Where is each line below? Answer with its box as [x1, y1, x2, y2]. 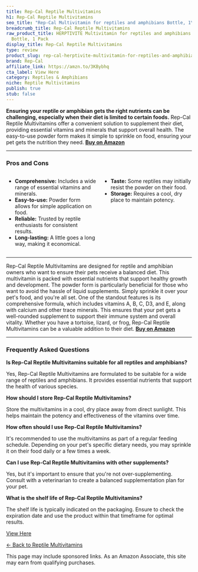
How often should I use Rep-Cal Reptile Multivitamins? [6, 424, 143, 431]
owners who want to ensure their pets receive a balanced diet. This [6, 269, 170, 276]
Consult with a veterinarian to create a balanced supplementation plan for [6, 477, 184, 484]
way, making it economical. [14, 240, 81, 248]
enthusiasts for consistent [14, 222, 78, 229]
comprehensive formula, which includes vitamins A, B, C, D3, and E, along [6, 300, 186, 307]
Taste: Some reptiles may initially [110, 178, 192, 185]
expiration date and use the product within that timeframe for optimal [6, 512, 174, 519]
